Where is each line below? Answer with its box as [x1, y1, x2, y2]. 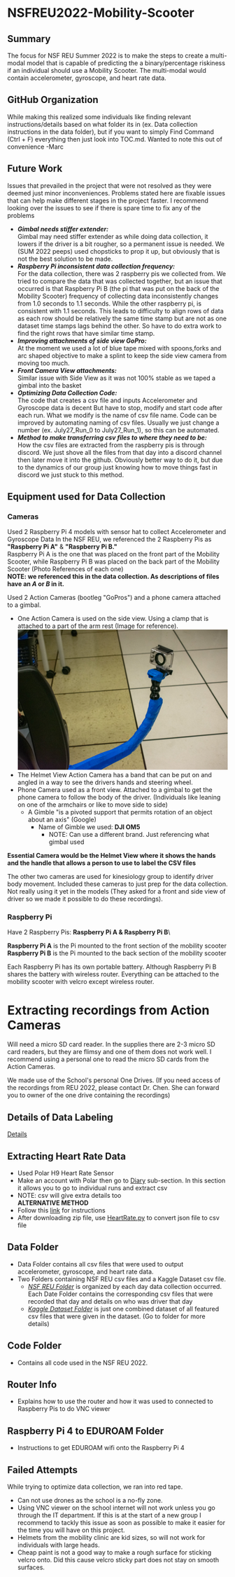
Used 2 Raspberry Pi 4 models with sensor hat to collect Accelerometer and [7, 528, 227, 536]
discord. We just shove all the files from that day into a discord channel [17, 448, 222, 456]
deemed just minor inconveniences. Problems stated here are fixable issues [7, 189, 226, 197]
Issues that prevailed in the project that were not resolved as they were [7, 181, 212, 190]
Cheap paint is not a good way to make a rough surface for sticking [17, 1548, 212, 1557]
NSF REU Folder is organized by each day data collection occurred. [27, 1282, 222, 1290]
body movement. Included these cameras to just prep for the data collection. [7, 880, 228, 888]
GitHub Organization [7, 94, 99, 106]
